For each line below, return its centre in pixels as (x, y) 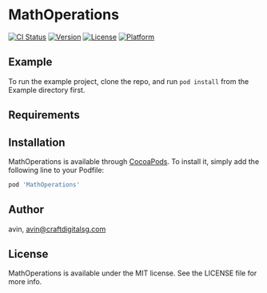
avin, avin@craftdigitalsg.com (57, 229)
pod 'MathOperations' (44, 185)
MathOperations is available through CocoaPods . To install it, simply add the (134, 161)
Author (26, 210)
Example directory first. (47, 90)
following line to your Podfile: (56, 170)
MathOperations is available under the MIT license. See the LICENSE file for (133, 273)
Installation (37, 142)
